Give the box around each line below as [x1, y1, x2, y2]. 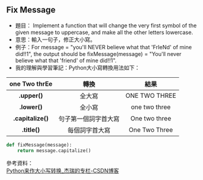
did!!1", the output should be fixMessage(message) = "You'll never [15, 50, 182, 57]
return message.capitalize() [17, 147, 91, 154]
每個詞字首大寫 [67, 126, 111, 134]
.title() [21, 125, 40, 134]
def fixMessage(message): [6, 142, 72, 148]
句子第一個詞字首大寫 [58, 114, 120, 123]
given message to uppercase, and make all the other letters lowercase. [15, 29, 193, 36]
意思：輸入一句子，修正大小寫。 [15, 36, 96, 43]
